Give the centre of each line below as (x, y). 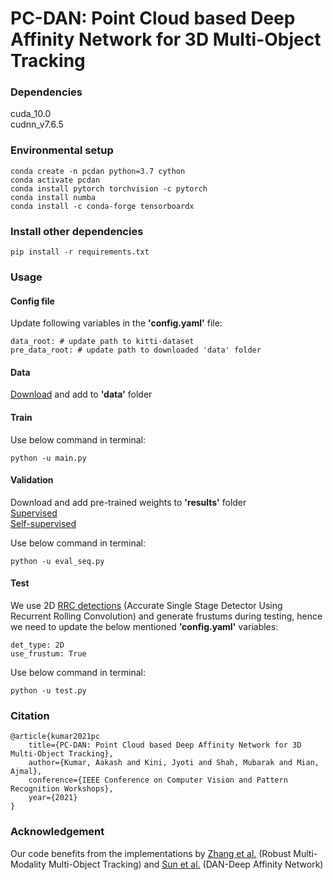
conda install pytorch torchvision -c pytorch (109, 188)
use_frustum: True (48, 654)
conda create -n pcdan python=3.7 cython (98, 171)
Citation (30, 715)
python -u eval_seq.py (57, 561)
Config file (32, 301)
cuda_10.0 (31, 114)
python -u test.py (48, 691)
